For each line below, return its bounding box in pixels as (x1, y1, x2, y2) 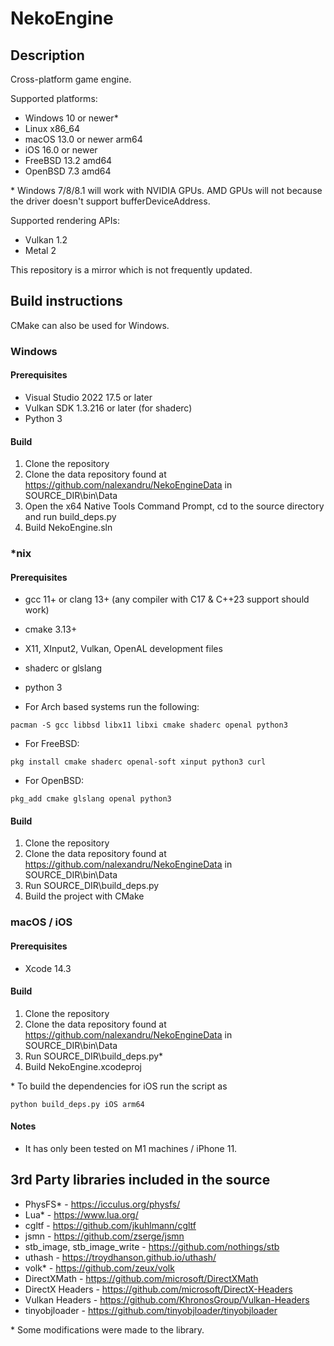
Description (10, 47, 85, 64)
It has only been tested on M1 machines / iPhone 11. (24, 1143, 238, 1154)
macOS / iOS (10, 915, 73, 929)
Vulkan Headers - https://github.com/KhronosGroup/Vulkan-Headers (24, 1293, 310, 1306)
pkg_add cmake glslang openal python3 (10, 794, 172, 804)
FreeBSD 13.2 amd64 (24, 155, 113, 166)
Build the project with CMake (24, 890, 145, 902)
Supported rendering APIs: (10, 215, 120, 226)
